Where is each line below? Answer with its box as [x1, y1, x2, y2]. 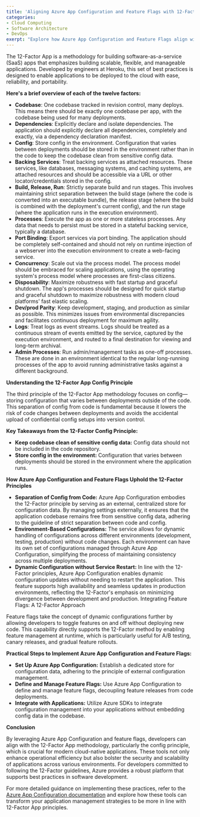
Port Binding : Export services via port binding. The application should [14, 234, 186, 242]
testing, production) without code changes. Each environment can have [14, 538, 190, 545]
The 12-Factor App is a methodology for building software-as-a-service [6, 53, 182, 60]
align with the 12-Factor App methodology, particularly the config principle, [6, 742, 190, 748]
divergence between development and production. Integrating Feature [14, 595, 187, 602]
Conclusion [6, 724, 36, 731]
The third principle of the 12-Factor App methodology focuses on [6, 391, 165, 397]
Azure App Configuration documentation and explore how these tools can [6, 791, 187, 798]
